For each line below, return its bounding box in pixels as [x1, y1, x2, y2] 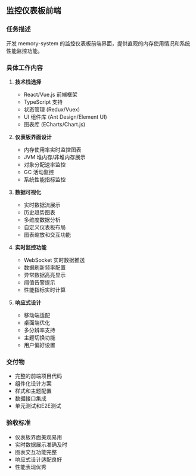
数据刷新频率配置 [23, 264, 66, 271]
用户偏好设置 [23, 341, 55, 348]
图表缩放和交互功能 [23, 231, 71, 238]
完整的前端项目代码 [14, 372, 63, 380]
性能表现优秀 [14, 463, 46, 470]
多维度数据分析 [23, 216, 61, 223]
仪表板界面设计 [14, 133, 52, 140]
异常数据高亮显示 [23, 271, 66, 279]
